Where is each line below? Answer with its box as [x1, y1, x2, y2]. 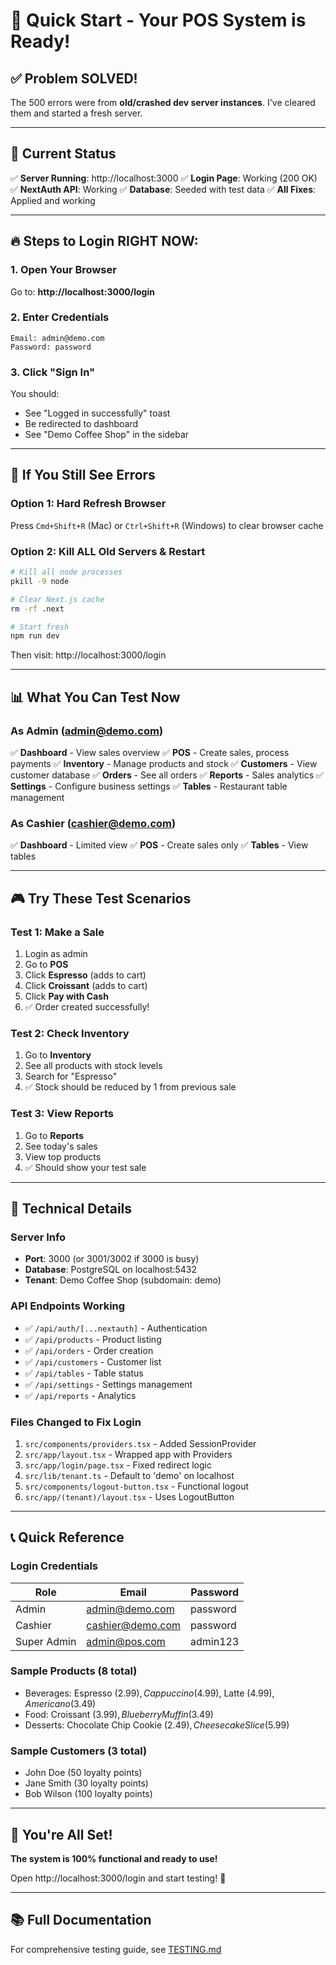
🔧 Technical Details [10, 1200, 133, 1217]
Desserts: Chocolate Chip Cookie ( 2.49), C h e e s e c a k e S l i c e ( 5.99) [24, 1719, 290, 1731]
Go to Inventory [24, 1049, 92, 1061]
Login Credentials [10, 1559, 98, 1573]
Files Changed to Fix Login [10, 1415, 142, 1429]
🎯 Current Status [10, 145, 117, 163]
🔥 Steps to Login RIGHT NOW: [10, 233, 199, 250]
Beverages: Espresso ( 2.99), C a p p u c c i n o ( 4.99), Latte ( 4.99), [24, 1687, 275, 1699]
